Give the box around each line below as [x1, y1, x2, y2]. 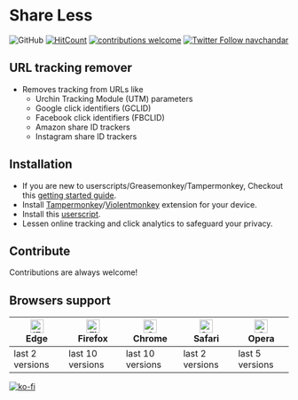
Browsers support [9, 293, 111, 308]
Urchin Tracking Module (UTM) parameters [35, 93, 193, 104]
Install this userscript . [21, 208, 101, 219]
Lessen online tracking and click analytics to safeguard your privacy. [21, 218, 273, 229]
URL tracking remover [9, 60, 133, 75]
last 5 [238, 348, 262, 360]
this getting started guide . [21, 190, 117, 200]
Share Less [9, 5, 93, 26]
